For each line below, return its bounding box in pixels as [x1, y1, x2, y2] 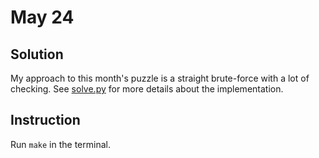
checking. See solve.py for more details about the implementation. [10, 83, 284, 95]
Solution [10, 46, 64, 63]
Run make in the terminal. [10, 138, 111, 150]
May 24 [10, 6, 75, 29]
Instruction [10, 112, 81, 129]
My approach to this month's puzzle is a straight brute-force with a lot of [10, 72, 310, 84]
